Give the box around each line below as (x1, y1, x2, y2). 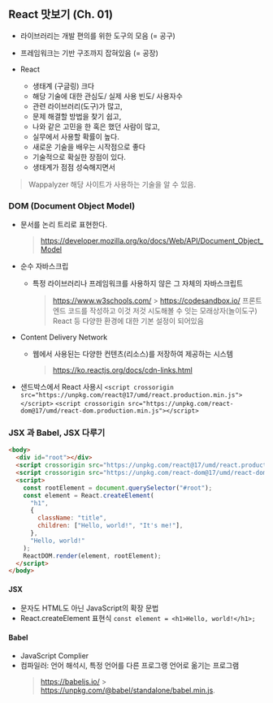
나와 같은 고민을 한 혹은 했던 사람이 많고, (32, 121, 161, 132)
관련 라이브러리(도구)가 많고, (32, 101, 123, 111)
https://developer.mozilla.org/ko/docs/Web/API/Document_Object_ (40, 236, 264, 246)
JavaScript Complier (19, 650, 89, 660)
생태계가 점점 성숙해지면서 (32, 162, 116, 172)
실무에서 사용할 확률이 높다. (32, 132, 119, 141)
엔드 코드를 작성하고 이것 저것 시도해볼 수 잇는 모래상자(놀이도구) (52, 306, 258, 316)
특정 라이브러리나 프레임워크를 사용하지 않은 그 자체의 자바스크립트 (32, 278, 244, 288)
